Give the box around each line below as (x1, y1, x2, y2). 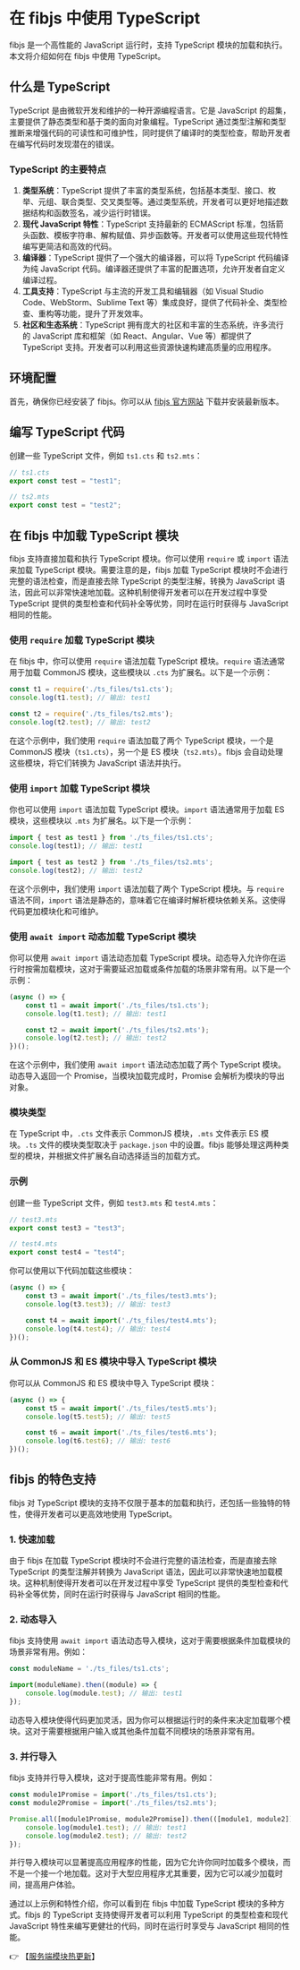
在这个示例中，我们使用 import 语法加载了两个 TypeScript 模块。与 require (9, 883, 285, 894)
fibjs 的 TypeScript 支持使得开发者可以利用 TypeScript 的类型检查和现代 (24, 1909, 288, 1921)
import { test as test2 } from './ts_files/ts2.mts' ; (9, 857, 214, 867)
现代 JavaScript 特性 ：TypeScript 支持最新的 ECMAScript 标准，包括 (21, 218, 277, 229)
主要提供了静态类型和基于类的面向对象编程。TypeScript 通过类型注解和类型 (9, 116, 287, 126)
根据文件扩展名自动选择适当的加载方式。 (55, 1151, 205, 1161)
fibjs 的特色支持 (9, 1472, 96, 1487)
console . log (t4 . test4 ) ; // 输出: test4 (25, 1324, 171, 1333)
